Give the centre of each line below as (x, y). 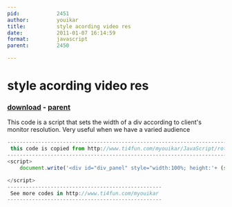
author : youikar (43, 20)
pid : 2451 (38, 13)
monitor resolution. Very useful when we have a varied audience (99, 130)
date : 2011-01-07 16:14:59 (61, 33)
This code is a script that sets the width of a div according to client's (105, 122)
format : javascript (48, 39)
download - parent (39, 108)
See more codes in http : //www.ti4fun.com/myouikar (84, 193)
